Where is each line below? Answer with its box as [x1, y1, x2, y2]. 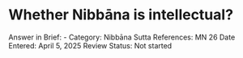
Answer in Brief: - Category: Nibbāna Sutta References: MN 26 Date [8, 32, 236, 42]
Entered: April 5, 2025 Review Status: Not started [8, 40, 173, 50]
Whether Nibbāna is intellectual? [8, 6, 233, 24]
